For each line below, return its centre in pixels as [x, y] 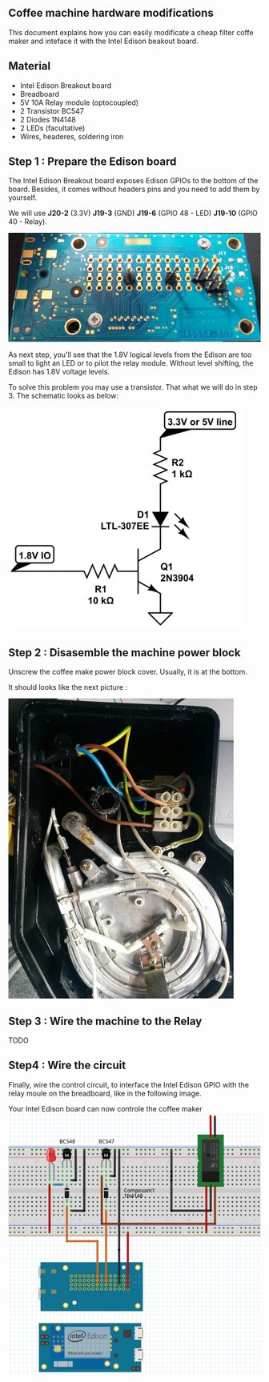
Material [29, 66]
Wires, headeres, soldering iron [72, 136]
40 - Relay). [28, 222]
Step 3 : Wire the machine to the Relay [105, 1021]
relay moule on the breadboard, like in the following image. [105, 1093]
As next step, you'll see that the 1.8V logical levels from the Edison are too [130, 355]
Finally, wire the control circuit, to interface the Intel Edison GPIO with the [129, 1084]
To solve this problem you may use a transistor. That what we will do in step [133, 387]
